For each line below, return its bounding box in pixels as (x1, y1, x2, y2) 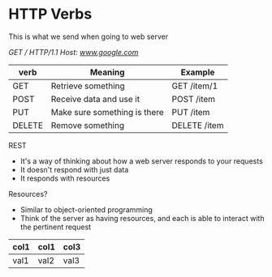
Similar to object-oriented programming (19, 204, 153, 215)
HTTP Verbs (8, 5, 93, 23)
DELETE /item (171, 119, 224, 130)
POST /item (171, 93, 216, 104)
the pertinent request (19, 222, 92, 232)
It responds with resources (19, 173, 110, 183)
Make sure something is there (50, 106, 164, 117)
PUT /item (171, 106, 210, 117)
